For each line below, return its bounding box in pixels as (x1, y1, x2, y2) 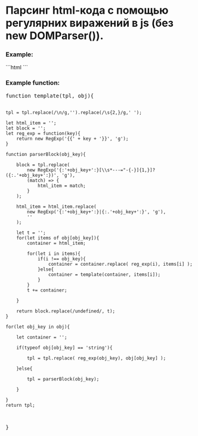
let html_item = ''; (5, 120, 57, 126)
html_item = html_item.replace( (16, 204, 97, 210)
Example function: (5, 79, 60, 87)
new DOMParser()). (5, 29, 104, 42)
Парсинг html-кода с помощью (5, 4, 169, 17)
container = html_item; (27, 240, 86, 246)
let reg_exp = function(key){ (5, 130, 81, 136)
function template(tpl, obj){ (5, 92, 94, 99)
